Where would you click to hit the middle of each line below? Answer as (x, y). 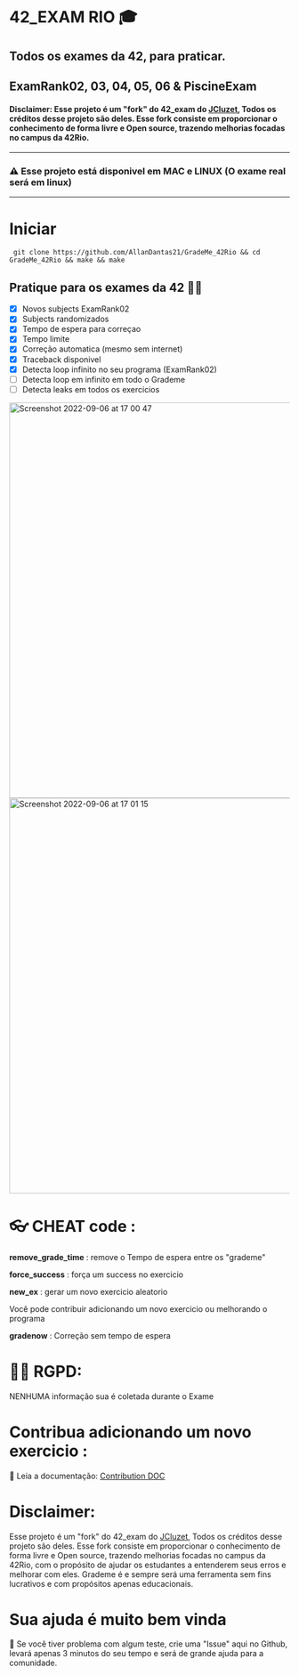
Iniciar (33, 229)
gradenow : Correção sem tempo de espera (90, 1335)
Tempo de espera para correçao (81, 329)
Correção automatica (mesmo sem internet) (102, 349)
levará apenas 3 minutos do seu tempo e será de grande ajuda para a (137, 1654)
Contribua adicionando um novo (130, 1432)
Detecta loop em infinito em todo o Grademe (103, 379)
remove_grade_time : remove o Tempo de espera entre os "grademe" (137, 1257)
